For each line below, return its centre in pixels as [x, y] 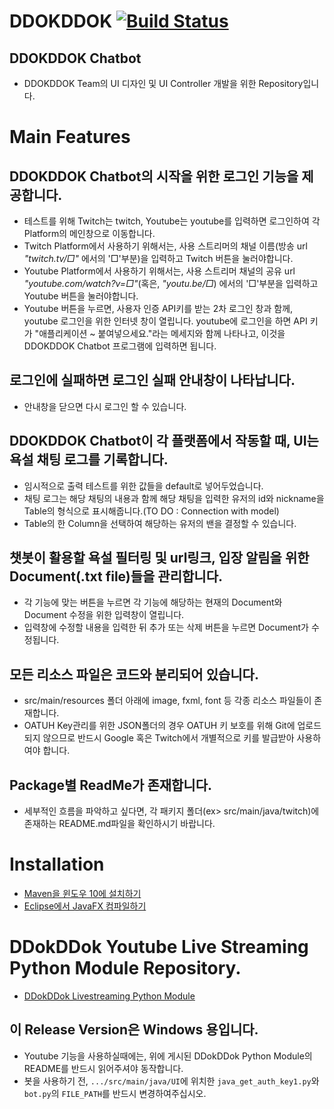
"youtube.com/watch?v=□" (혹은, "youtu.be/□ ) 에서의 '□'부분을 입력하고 [171, 283]
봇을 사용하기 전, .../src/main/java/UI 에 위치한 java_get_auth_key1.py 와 [171, 1081]
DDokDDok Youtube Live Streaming [159, 947]
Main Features [70, 137]
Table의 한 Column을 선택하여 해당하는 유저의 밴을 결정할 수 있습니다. [160, 523]
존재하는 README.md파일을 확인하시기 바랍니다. [119, 824]
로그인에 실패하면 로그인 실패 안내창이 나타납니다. [152, 380]
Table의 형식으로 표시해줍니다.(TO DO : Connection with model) [151, 511]
